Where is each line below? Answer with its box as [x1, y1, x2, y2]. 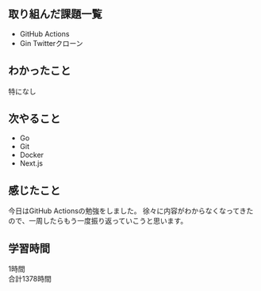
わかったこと [8, 64, 71, 78]
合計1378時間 [8, 274, 52, 284]
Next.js [19, 159, 44, 168]
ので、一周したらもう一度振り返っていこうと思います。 [8, 216, 188, 226]
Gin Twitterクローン [19, 38, 83, 48]
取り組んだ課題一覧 [8, 7, 102, 21]
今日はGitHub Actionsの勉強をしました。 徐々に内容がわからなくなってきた [8, 206, 254, 216]
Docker [19, 150, 44, 160]
